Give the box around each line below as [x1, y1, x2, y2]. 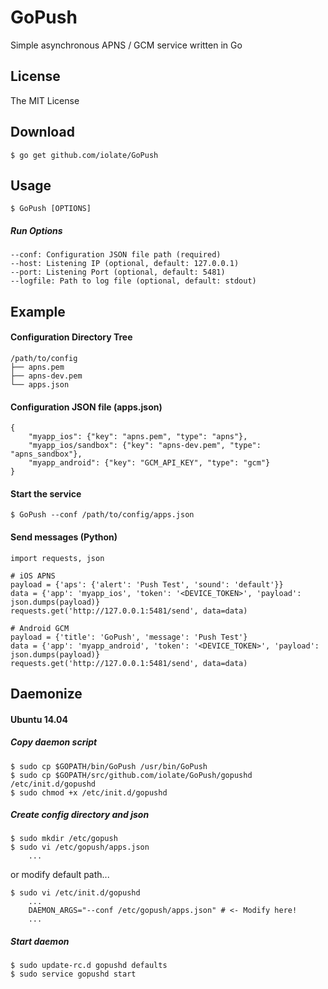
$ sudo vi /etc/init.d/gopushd [10, 888, 141, 898]
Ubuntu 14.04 [10, 713, 68, 725]
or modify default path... [10, 869, 110, 881]
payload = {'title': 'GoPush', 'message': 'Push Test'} [10, 632, 248, 642]
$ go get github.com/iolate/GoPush [10, 150, 159, 160]
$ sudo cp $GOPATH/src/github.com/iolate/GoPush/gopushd [10, 770, 253, 780]
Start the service [10, 487, 82, 500]
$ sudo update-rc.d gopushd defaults [10, 961, 168, 971]
